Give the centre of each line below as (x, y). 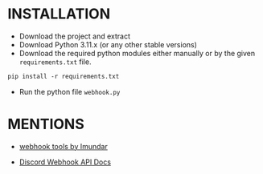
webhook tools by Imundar (63, 146)
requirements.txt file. (55, 62)
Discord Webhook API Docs (65, 162)
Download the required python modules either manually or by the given (137, 53)
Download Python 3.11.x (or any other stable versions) (108, 44)
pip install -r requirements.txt (64, 76)
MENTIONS (46, 124)
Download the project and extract (74, 36)
